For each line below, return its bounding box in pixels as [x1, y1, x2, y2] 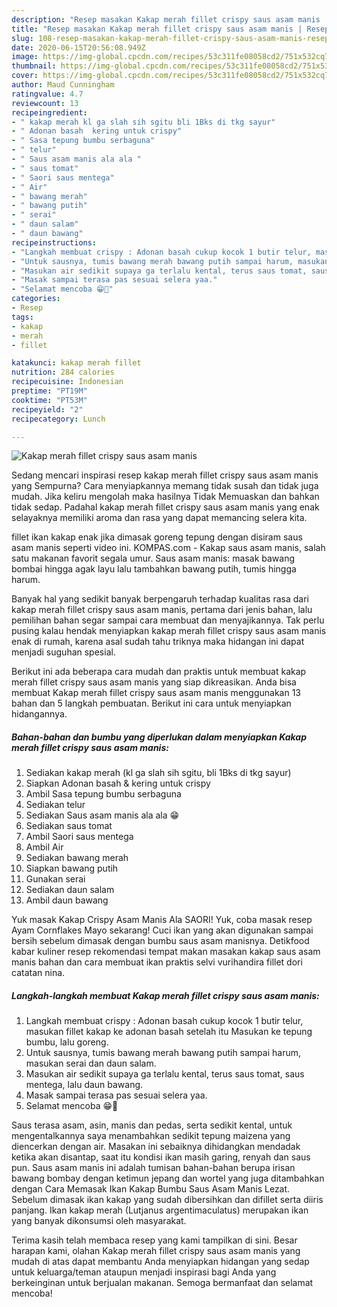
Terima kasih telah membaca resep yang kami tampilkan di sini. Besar [11, 1234, 298, 1246]
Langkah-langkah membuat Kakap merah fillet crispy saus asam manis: [11, 989, 320, 1001]
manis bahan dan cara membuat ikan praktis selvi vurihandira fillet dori [11, 956, 303, 968]
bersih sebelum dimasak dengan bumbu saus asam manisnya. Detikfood [11, 935, 310, 947]
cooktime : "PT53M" [11, 395, 88, 405]
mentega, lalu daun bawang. [25, 1079, 144, 1091]
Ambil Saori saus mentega [25, 831, 134, 843]
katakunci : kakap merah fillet [11, 358, 142, 368]
